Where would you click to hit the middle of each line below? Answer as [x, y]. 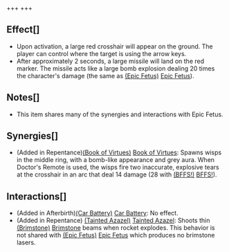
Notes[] [23, 98]
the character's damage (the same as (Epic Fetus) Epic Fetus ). [105, 75]
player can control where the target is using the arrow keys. [101, 53]
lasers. [26, 242]
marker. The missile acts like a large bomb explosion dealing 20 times [116, 68]
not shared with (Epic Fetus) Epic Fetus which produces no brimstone [116, 235]
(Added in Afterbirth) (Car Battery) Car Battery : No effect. [97, 213]
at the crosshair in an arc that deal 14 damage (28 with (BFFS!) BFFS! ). [117, 174]
